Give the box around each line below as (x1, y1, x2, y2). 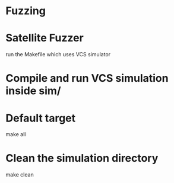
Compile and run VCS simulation (5, 72, 169, 85)
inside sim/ (5, 84, 61, 98)
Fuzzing (5, 4, 46, 18)
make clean (5, 171, 34, 178)
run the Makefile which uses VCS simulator (5, 51, 111, 58)
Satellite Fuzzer (5, 31, 84, 45)
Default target (5, 111, 76, 125)
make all (5, 131, 26, 138)
